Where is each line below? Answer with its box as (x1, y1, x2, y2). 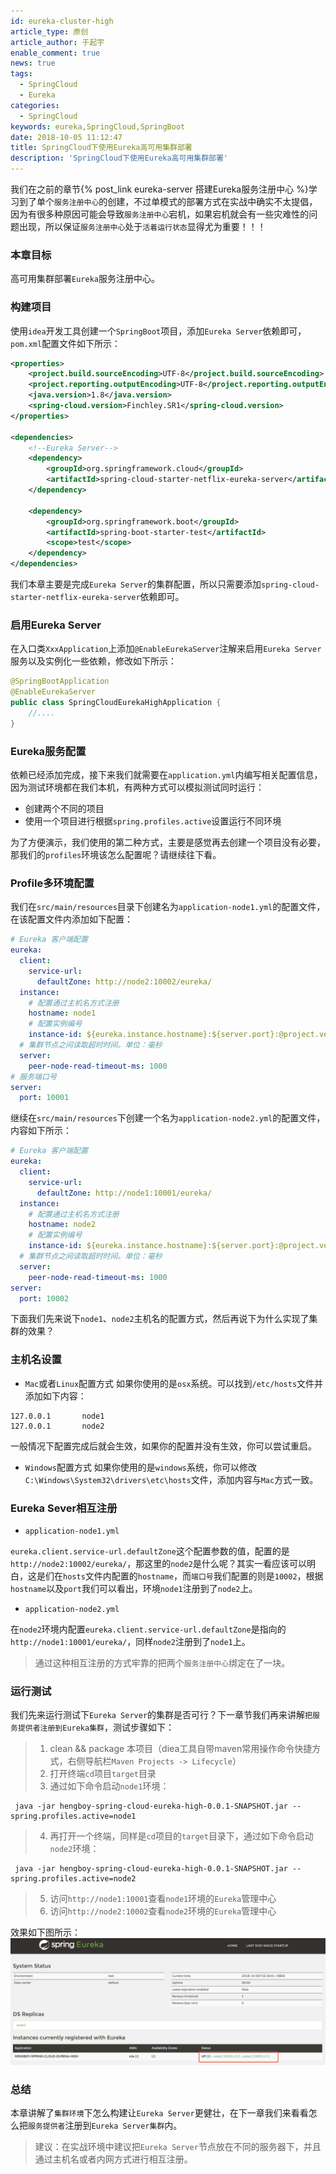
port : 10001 (19, 1093, 70, 1103)
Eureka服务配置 (10, 744, 87, 758)
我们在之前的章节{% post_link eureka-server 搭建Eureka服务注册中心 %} (10, 183, 309, 195)
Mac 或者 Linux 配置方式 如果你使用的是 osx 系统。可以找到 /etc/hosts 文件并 (24, 1377, 324, 1389)
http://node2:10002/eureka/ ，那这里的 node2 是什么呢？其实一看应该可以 (10, 1558, 307, 1570)
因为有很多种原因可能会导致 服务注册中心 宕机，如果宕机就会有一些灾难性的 (10, 208, 310, 220)
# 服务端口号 (10, 1071, 57, 1082)
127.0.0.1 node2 (10, 1421, 105, 1431)
